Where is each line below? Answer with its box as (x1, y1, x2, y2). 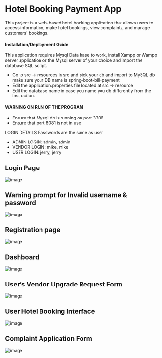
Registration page (5, 226, 61, 234)
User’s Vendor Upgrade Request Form (5, 280, 123, 288)
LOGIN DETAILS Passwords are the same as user (5, 130, 103, 136)
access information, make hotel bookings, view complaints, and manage (5, 24, 150, 30)
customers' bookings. (5, 30, 49, 36)
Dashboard (5, 253, 40, 262)
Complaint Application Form (5, 334, 93, 343)
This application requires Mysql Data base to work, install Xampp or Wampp (5, 52, 158, 58)
